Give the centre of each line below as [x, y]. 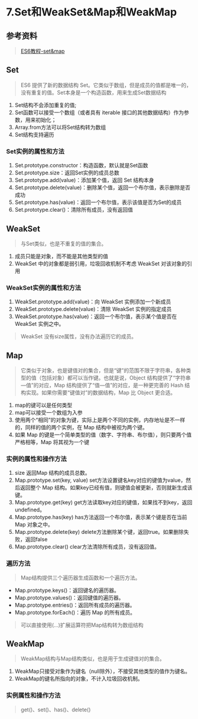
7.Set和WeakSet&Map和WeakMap [92, 12]
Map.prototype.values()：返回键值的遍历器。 [69, 597]
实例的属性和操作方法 [36, 459]
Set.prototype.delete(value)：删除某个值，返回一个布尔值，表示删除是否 [103, 187]
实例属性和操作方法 [33, 695]
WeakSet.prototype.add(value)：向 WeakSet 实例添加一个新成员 [93, 302]
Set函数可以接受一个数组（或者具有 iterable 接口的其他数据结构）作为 [99, 112]
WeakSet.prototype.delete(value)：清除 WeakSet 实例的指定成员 [93, 309]
